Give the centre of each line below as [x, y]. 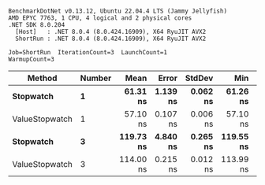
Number [96, 78]
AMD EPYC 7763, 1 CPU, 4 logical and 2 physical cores [100, 18]
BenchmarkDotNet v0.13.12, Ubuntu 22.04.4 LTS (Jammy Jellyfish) [118, 11]
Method [42, 78]
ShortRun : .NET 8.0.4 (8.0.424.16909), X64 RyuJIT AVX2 [111, 39]
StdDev [199, 78]
